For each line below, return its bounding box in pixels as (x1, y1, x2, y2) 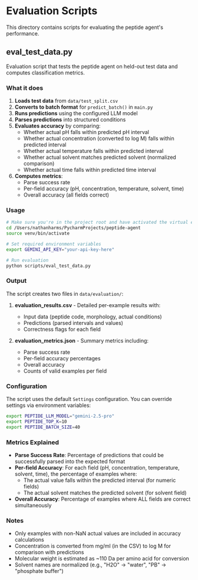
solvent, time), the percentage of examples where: (14, 470, 137, 477)
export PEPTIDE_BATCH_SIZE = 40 (6, 424, 81, 430)
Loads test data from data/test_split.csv (14, 97, 118, 105)
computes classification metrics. (6, 69, 85, 76)
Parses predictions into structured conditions (14, 116, 126, 123)
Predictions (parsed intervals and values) (23, 319, 124, 326)
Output (6, 276, 27, 285)
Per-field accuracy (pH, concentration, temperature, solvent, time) (23, 185, 184, 193)
